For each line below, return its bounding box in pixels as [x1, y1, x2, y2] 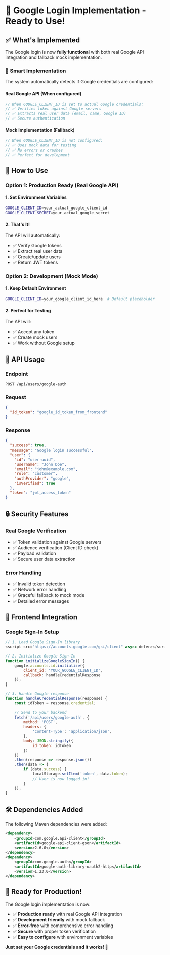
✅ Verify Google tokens [12, 243, 62, 249]
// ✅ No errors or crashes [5, 147, 63, 153]
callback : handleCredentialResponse [23, 672, 101, 678]
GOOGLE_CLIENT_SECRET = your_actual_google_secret [5, 211, 110, 216]
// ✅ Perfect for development [5, 152, 70, 157]
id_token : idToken [32, 743, 71, 748]
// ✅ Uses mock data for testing [5, 143, 77, 148]
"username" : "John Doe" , [14, 462, 67, 467]
